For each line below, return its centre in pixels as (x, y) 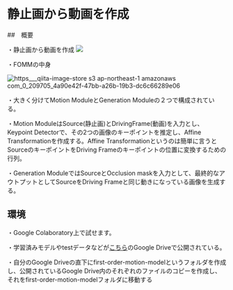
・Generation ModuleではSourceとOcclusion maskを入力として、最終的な (113, 173)
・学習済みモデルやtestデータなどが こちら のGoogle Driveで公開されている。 (116, 247)
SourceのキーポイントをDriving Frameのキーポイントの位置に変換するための (117, 150)
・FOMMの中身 (29, 64)
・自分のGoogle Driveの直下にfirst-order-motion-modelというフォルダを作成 (117, 262)
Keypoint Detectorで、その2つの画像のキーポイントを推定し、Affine (104, 132)
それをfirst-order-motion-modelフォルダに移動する (80, 280)
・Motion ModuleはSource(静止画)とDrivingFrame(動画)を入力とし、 (105, 123)
